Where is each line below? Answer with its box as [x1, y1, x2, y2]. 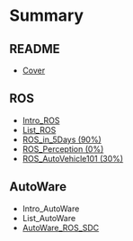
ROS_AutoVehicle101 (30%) [22, 153, 124, 164]
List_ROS [22, 124, 57, 135]
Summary [9, 5, 84, 26]
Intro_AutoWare [22, 203, 80, 214]
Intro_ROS [22, 114, 60, 126]
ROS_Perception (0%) [22, 143, 104, 154]
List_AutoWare [22, 212, 76, 223]
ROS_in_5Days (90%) [22, 134, 102, 145]
